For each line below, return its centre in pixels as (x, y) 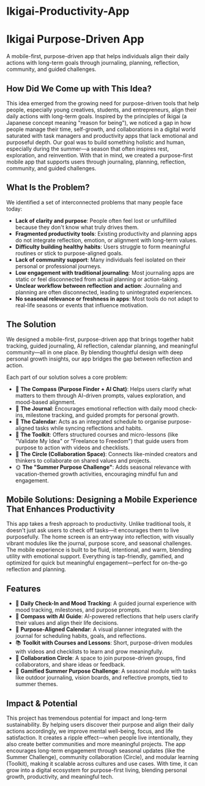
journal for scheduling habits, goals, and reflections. (81, 636)
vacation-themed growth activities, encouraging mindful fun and (96, 474)
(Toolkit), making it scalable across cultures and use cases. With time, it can (102, 764)
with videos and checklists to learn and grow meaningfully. (89, 652)
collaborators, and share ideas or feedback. (70, 665)
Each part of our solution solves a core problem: (67, 377)
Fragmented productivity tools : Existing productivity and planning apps (106, 233)
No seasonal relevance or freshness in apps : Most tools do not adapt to (107, 299)
